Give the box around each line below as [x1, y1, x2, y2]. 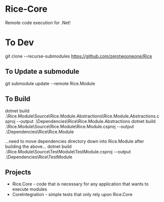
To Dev [5, 37, 34, 48]
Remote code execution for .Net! [5, 20, 71, 26]
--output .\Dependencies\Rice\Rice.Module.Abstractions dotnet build [16, 118, 156, 124]
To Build [5, 95, 30, 103]
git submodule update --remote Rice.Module [5, 80, 95, 87]
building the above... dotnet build [5, 144, 72, 149]
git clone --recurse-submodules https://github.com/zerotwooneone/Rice [5, 53, 152, 59]
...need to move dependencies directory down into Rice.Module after [5, 138, 144, 144]
